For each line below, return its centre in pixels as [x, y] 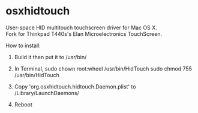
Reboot [23, 104]
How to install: [23, 45]
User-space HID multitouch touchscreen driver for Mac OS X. [81, 28]
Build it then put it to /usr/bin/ [50, 57]
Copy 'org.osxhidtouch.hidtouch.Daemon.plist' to [75, 86]
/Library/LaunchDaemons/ [46, 93]
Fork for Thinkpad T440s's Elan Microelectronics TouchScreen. [84, 33]
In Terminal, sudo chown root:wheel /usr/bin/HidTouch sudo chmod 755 [103, 68]
